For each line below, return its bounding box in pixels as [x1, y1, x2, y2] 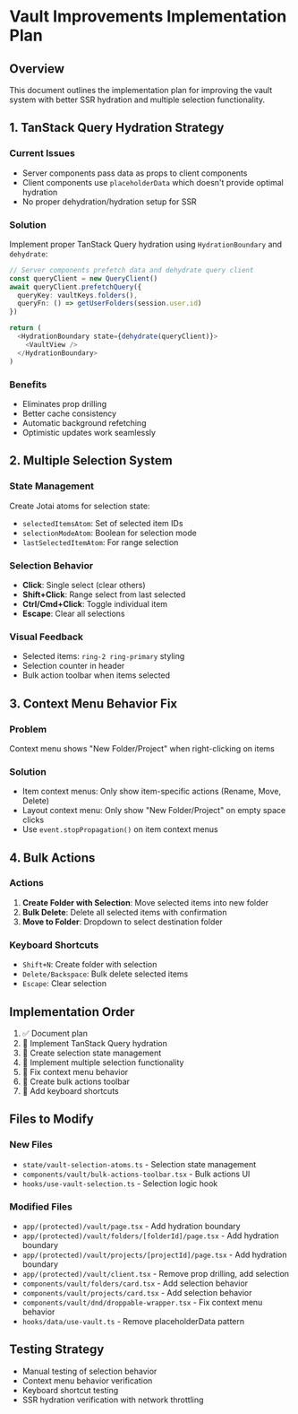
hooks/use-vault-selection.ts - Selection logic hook [21, 1177, 218, 1189]
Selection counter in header [21, 661, 125, 672]
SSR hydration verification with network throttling [21, 1394, 204, 1405]
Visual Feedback [9, 630, 83, 643]
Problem [9, 723, 47, 735]
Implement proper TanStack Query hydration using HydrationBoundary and [9, 239, 283, 249]
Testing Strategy [9, 1342, 105, 1358]
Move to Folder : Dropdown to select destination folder [21, 916, 224, 927]
